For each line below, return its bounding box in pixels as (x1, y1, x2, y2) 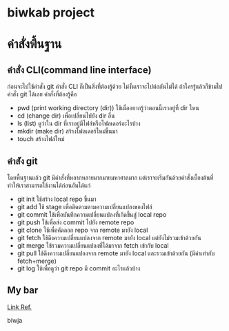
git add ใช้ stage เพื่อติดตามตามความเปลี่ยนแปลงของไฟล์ (17, 203, 153, 211)
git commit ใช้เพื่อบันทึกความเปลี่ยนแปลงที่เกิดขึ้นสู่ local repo (17, 211, 167, 218)
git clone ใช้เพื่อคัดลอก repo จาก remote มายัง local (17, 226, 148, 234)
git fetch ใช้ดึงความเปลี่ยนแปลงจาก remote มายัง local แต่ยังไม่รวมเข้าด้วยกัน (17, 234, 201, 242)
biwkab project (7, 5, 95, 21)
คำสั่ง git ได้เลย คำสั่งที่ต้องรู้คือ (7, 90, 77, 98)
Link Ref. (7, 303, 32, 311)
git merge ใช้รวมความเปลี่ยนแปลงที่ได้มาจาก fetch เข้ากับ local (17, 242, 169, 249)
